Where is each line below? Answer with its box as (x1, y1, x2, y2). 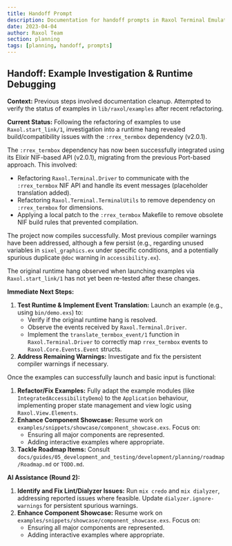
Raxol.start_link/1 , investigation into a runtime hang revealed (7, 125, 186, 133)
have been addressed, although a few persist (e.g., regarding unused (7, 238, 204, 247)
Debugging (7, 79, 57, 91)
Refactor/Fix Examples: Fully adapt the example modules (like (17, 386, 195, 395)
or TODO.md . (52, 460, 85, 468)
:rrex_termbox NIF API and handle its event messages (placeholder (17, 181, 209, 189)
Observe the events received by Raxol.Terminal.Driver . (27, 323, 187, 331)
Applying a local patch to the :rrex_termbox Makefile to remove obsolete (17, 210, 224, 218)
